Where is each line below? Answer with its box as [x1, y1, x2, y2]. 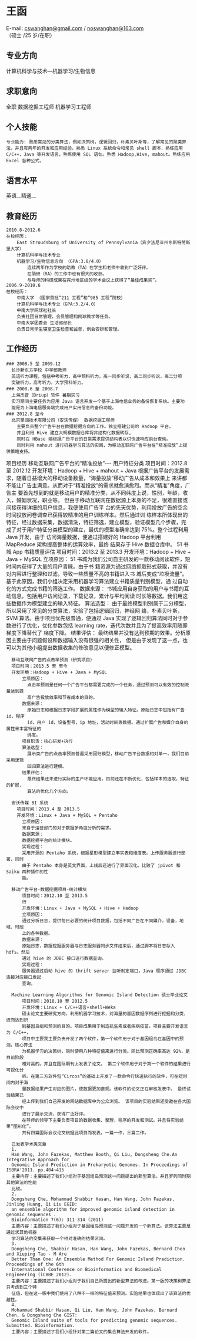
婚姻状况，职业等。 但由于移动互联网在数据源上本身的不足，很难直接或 [16, 496, 188, 504]
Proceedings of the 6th [6, 1261, 65, 1267]
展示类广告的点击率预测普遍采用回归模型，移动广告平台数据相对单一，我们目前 [27, 751, 189, 757]
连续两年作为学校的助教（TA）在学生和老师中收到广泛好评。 [27, 265, 151, 271]
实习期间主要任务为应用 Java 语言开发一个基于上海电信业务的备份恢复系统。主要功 [11, 398, 185, 404]
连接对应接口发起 [6, 974, 42, 980]
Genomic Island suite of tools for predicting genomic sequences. [11, 1317, 178, 1323]
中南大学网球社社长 [16, 307, 56, 313]
